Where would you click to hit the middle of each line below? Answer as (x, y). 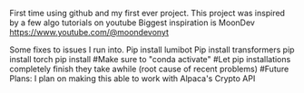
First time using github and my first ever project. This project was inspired (147, 13)
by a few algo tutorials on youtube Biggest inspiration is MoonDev (132, 23)
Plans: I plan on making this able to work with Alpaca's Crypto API (132, 79)
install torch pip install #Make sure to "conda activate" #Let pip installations (150, 59)
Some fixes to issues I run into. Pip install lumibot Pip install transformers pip (152, 50)
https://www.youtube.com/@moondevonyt (89, 32)
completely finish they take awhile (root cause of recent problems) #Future (149, 69)
